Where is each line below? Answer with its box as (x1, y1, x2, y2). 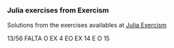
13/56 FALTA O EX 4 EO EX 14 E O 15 (7, 34, 110, 43)
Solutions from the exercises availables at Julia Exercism (7, 21, 167, 29)
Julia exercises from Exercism (7, 5, 110, 15)
